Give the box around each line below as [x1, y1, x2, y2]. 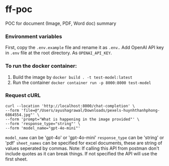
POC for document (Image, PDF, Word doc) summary [5, 20, 117, 26]
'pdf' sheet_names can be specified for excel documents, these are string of [5, 140, 162, 146]
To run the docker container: [5, 62, 77, 69]
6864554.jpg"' [5, 112, 36, 117]
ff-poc [5, 4, 32, 15]
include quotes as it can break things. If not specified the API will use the [5, 150, 157, 156]
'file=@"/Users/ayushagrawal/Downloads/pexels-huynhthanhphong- [21, 108, 160, 113]
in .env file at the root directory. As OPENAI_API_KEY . [5, 50, 112, 56]
